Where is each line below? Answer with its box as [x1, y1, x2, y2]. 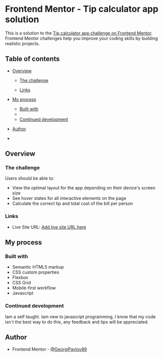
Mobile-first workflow [12, 285, 56, 291]
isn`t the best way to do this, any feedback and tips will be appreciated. [5, 319, 149, 325]
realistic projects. [5, 40, 40, 46]
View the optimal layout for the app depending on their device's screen [12, 185, 156, 191]
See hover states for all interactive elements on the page [12, 195, 126, 201]
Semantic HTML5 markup [12, 264, 64, 270]
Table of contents [5, 55, 60, 63]
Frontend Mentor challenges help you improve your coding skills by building [5, 35, 158, 41]
